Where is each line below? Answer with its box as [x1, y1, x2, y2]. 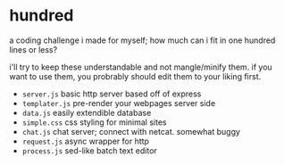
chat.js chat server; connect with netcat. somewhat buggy [21, 126, 241, 136]
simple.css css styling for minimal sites [21, 117, 167, 128]
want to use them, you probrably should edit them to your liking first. [9, 70, 262, 81]
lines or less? [9, 44, 58, 54]
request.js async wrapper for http [21, 136, 150, 146]
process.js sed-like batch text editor [21, 144, 158, 156]
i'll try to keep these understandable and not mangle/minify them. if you [9, 62, 272, 72]
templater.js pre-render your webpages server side [21, 97, 216, 108]
